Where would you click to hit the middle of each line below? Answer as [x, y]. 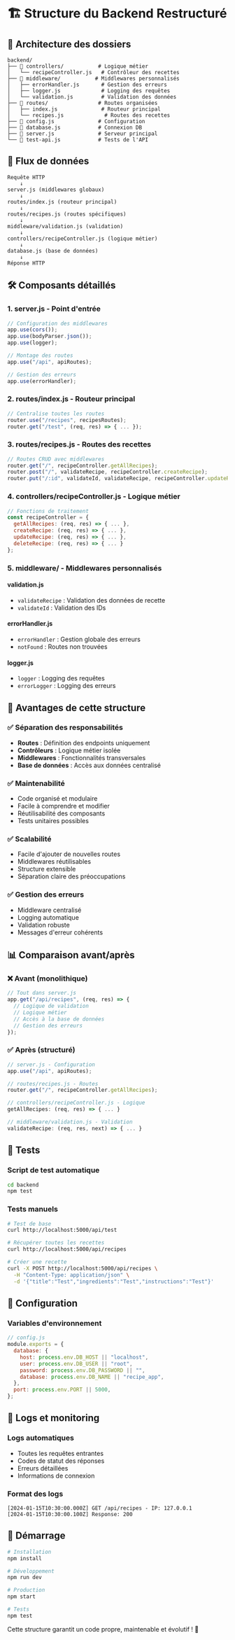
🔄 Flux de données [48, 161]
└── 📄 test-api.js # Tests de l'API [78, 140]
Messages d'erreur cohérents [60, 932]
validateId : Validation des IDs [62, 608]
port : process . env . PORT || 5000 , [62, 1390]
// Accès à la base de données [59, 1019]
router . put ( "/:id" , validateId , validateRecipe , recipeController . [108, 479]
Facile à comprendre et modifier [63, 806]
